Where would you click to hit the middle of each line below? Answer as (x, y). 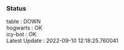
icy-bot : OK (21, 34)
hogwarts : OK (24, 28)
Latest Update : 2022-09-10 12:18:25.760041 (63, 41)
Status (16, 8)
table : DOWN (24, 22)
